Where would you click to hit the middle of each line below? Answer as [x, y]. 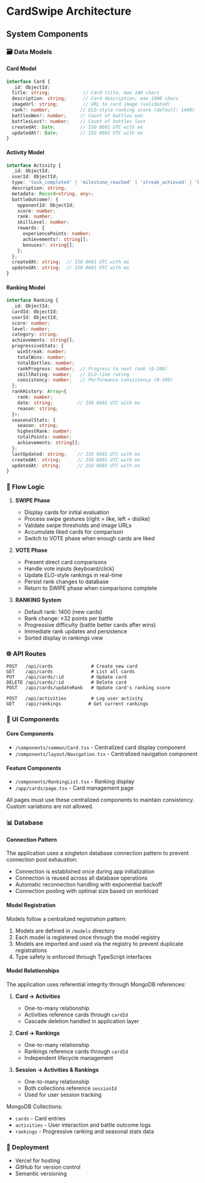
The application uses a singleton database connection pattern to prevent [98, 853]
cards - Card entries [40, 1118]
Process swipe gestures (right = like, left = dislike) [87, 518]
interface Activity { [34, 165]
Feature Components [34, 768]
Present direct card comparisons [65, 562]
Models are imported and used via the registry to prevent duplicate [99, 943]
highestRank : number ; [45, 431]
